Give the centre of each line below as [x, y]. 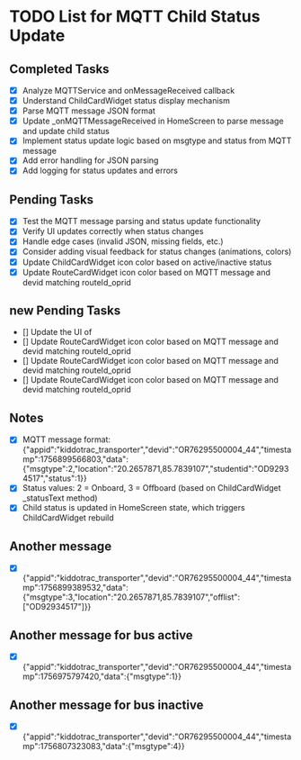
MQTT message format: [66, 439]
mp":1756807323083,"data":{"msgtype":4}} [104, 746]
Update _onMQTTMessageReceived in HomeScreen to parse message [153, 121]
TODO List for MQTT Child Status [135, 17]
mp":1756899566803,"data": [75, 459]
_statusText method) [60, 498]
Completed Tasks [59, 69]
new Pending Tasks [65, 311]
